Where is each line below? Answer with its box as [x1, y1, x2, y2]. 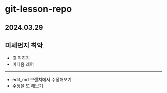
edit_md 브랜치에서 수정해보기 [12, 77, 72, 83]
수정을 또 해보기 [12, 83, 43, 89]
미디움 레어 [12, 61, 34, 67]
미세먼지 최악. [5, 41, 45, 49]
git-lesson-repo [5, 3, 72, 15]
